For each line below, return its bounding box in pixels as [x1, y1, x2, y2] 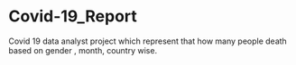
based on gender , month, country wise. [8, 45, 158, 55]
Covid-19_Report [8, 6, 137, 27]
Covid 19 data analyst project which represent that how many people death [8, 36, 288, 46]
